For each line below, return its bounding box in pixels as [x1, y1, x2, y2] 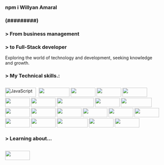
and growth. [5, 60, 30, 66]
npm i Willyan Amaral [5, 4, 58, 11]
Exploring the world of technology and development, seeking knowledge [5, 55, 153, 61]
